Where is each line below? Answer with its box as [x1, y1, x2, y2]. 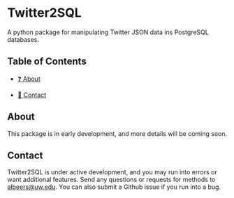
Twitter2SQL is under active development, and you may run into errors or [7, 168, 218, 176]
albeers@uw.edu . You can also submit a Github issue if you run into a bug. [7, 183, 221, 191]
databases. [7, 35, 40, 43]
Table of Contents [7, 56, 87, 68]
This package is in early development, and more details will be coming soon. [7, 129, 228, 137]
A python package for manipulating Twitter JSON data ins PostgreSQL [7, 28, 210, 36]
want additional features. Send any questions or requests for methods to [7, 176, 216, 184]
